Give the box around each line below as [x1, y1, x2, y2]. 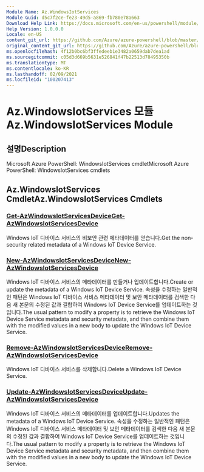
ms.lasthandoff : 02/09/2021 [6, 71, 78, 77]
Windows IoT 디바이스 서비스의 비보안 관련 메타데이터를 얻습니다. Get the [6, 234, 180, 241]
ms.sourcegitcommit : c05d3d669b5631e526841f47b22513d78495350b [6, 54, 170, 60]
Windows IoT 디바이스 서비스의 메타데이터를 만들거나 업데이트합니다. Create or [6, 278, 194, 286]
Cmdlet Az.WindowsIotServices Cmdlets [6, 194, 163, 204]
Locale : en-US [6, 32, 42, 38]
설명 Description [6, 143, 67, 154]
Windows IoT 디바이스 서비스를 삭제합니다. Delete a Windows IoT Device [6, 366, 182, 373]
